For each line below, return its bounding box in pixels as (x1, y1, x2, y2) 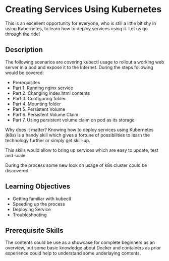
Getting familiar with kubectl (12, 195, 72, 202)
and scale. (5, 152, 27, 158)
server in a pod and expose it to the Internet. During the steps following (5, 64, 153, 70)
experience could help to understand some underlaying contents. (5, 250, 141, 256)
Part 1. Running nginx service (12, 85, 73, 91)
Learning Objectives (5, 182, 71, 191)
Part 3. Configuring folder (12, 95, 66, 101)
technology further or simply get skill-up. (5, 137, 91, 143)
